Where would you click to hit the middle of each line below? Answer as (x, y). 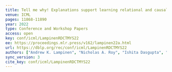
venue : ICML (18, 15)
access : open (19, 33)
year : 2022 (17, 24)
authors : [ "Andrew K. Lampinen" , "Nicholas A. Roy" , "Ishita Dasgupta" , (84, 52)
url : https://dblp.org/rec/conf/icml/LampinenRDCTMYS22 (66, 48)
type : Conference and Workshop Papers (47, 29)
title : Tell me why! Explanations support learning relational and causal (87, 10)
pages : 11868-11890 (26, 19)
